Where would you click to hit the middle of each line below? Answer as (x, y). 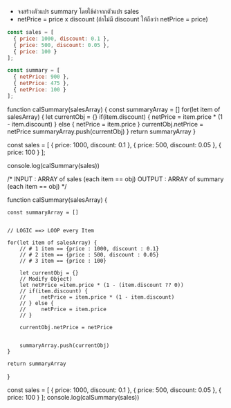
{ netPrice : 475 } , (41, 84)
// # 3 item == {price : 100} (63, 261)
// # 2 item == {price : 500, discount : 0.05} (89, 254)
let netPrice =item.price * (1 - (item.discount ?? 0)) (102, 285)
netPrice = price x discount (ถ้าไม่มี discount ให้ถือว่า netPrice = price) (113, 19)
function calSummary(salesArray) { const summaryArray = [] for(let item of (114, 109)
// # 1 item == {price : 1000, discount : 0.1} (89, 249)
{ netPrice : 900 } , (41, 77)
